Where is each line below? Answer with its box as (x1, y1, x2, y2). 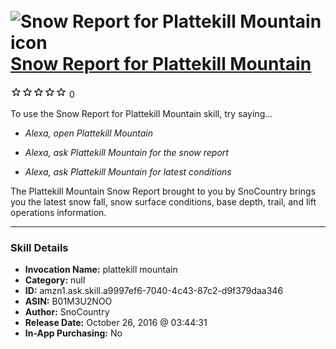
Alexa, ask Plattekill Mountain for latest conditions (24, 165, 232, 178)
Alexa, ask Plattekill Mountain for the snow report (24, 146, 229, 158)
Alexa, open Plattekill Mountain (24, 127, 153, 139)
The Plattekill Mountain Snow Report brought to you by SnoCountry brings (10, 185, 317, 197)
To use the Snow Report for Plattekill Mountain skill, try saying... (10, 107, 273, 119)
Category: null (24, 274, 86, 286)
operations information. (10, 206, 107, 218)
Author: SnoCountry (24, 306, 110, 318)
